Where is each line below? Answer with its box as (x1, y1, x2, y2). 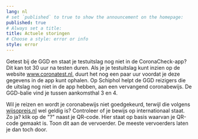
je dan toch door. (6, 125, 47, 133)
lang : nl (6, 8, 28, 15)
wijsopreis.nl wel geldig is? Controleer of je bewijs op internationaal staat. (6, 107, 185, 114)
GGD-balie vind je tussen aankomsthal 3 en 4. (6, 89, 118, 96)
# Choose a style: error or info (6, 36, 89, 42)
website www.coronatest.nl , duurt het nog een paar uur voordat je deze (6, 70, 180, 77)
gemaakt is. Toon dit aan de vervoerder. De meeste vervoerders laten (20, 119, 189, 127)
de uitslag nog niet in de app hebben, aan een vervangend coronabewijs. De (6, 83, 192, 90)
